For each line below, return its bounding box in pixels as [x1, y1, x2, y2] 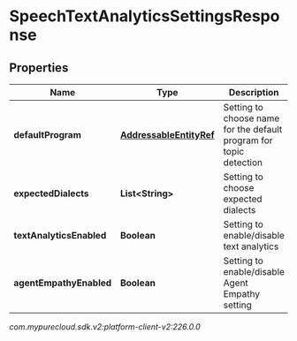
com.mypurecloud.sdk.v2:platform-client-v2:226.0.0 [9, 322, 201, 332]
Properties [9, 60, 69, 75]
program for [223, 134, 273, 147]
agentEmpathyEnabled [13, 277, 112, 289]
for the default [223, 124, 283, 135]
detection [223, 156, 263, 169]
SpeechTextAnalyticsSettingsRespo [9, 6, 280, 27]
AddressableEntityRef [119, 129, 215, 140]
